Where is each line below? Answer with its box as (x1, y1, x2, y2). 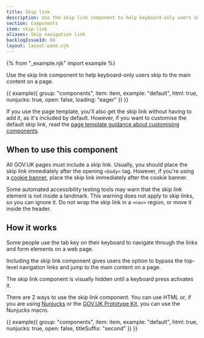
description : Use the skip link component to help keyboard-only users (6, 15, 191, 21)
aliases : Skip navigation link (6, 32, 86, 38)
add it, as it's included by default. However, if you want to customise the (6, 114, 187, 122)
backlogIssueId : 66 (6, 37, 56, 43)
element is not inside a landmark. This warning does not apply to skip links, (6, 192, 194, 199)
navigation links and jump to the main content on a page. (19, 263, 161, 271)
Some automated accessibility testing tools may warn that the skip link (6, 185, 182, 193)
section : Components (6, 20, 59, 26)
